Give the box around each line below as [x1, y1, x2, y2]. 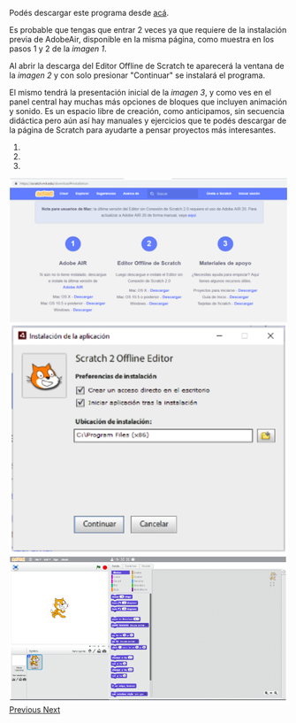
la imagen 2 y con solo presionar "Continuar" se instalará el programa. [9, 70, 266, 81]
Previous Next [9, 704, 61, 715]
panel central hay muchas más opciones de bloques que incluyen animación [9, 96, 287, 107]
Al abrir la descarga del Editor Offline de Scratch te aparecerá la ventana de [9, 61, 285, 71]
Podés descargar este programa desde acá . [9, 8, 170, 18]
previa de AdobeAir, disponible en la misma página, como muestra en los [9, 35, 275, 44]
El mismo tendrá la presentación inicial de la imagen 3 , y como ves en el [9, 88, 272, 97]
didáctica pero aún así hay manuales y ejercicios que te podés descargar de [9, 115, 287, 126]
